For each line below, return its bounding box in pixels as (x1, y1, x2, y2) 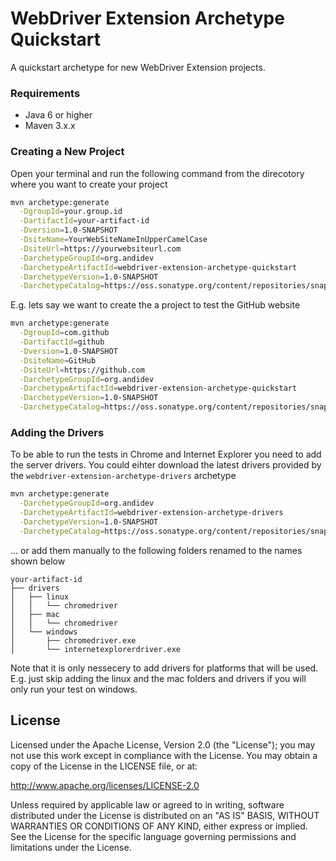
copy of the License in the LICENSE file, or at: (10, 760, 198, 772)
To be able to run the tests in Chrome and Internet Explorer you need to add (10, 448, 322, 461)
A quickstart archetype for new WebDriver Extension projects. (10, 61, 266, 73)
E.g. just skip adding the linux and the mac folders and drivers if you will (10, 672, 307, 684)
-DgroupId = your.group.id (19, 207, 123, 217)
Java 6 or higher (24, 109, 93, 121)
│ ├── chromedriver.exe (10, 635, 137, 646)
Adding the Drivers (10, 425, 105, 439)
